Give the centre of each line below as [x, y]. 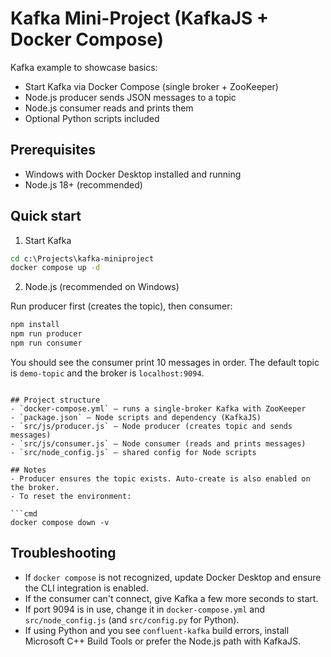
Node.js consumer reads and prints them [109, 108]
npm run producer [46, 334]
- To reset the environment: [71, 496]
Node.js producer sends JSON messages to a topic [130, 97]
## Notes [28, 470]
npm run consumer [46, 343]
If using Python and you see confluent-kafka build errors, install [157, 630]
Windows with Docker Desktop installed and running [133, 174]
